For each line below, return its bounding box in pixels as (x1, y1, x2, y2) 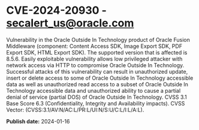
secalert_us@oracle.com (6, 16, 134, 30)
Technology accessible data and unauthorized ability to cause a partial (6, 87, 181, 94)
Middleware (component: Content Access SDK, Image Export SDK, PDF (6, 43, 183, 50)
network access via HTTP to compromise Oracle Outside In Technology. (6, 61, 185, 69)
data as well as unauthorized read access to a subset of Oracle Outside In (6, 80, 189, 87)
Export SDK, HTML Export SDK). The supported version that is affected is (6, 49, 188, 56)
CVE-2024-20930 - (6, 4, 107, 17)
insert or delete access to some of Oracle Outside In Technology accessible (6, 74, 194, 81)
